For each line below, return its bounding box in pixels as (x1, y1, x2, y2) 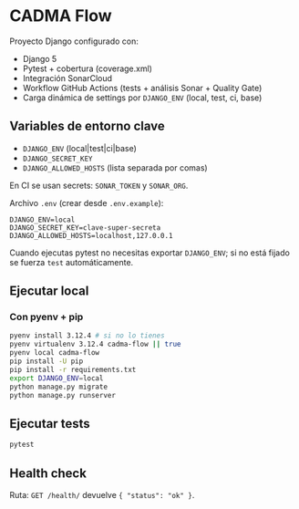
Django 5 (22, 53, 57, 64)
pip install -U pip (9, 357, 84, 366)
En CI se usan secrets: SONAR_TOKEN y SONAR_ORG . (9, 180, 189, 191)
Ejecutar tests (9, 416, 90, 431)
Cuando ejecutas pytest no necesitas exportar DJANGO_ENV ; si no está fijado (9, 247, 290, 258)
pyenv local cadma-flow (9, 348, 100, 358)
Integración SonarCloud (22, 72, 112, 83)
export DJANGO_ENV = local (9, 373, 104, 383)
